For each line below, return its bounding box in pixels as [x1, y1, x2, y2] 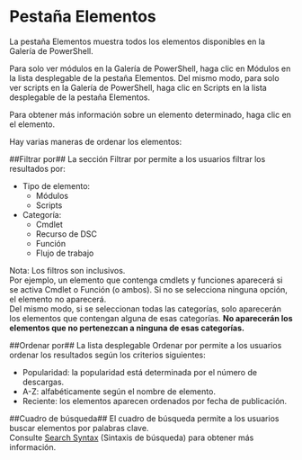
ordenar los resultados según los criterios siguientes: [9, 349, 207, 360]
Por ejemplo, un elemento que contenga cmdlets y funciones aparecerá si [9, 275, 283, 285]
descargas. [22, 376, 65, 387]
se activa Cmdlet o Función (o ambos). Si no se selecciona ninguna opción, [9, 284, 288, 294]
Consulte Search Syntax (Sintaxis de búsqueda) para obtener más [9, 432, 254, 443]
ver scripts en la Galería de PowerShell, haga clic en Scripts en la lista [9, 82, 267, 93]
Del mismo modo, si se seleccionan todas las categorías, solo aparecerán [9, 303, 281, 314]
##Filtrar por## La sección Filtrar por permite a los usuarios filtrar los [9, 153, 266, 164]
